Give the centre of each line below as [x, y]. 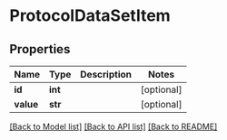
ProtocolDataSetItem [90, 16]
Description [106, 75]
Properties [40, 49]
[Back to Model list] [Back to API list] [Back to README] [113, 126]
